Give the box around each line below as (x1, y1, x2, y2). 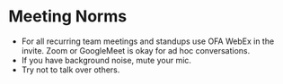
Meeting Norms (8, 6, 128, 27)
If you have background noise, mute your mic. (21, 55, 192, 65)
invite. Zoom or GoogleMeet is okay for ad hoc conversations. (21, 45, 251, 55)
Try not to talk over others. (21, 64, 120, 75)
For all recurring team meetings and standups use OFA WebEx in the (21, 36, 275, 46)
